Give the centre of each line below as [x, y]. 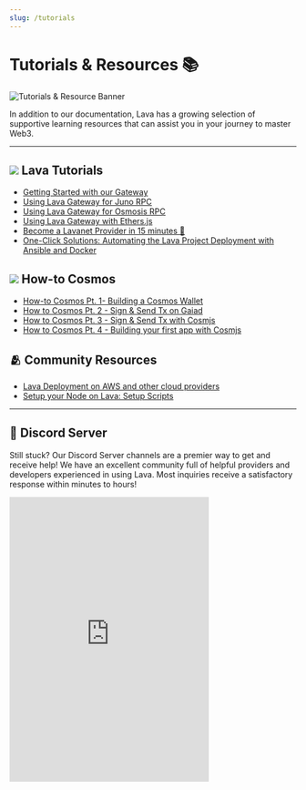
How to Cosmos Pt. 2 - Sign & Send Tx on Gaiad [112, 311]
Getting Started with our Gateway [85, 192]
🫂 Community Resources [83, 359]
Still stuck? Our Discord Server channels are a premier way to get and [140, 455]
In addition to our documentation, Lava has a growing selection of [133, 114]
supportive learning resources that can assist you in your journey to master [150, 123]
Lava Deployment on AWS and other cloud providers [121, 386]
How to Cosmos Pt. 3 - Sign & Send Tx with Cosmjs [119, 321]
